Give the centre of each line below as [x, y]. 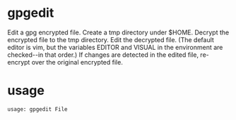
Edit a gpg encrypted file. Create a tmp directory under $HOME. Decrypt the [118, 32]
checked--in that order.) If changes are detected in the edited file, [103, 55]
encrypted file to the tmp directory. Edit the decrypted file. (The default [111, 39]
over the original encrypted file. [77, 62]
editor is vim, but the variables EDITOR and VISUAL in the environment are [115, 47]
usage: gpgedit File [38, 109]
